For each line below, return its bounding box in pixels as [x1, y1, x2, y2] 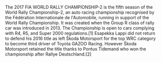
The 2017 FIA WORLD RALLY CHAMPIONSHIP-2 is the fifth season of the [5, 4, 153, 10]
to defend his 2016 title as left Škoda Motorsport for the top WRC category [5, 35, 156, 41]
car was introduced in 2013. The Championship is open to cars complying [5, 25, 155, 31]
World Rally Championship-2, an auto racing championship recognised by [5, 9, 155, 15]
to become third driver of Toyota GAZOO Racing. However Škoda [5, 41, 137, 46]
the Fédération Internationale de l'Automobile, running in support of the [5, 15, 149, 20]
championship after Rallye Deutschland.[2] [5, 51, 92, 57]
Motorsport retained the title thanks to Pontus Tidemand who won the [5, 46, 147, 52]
